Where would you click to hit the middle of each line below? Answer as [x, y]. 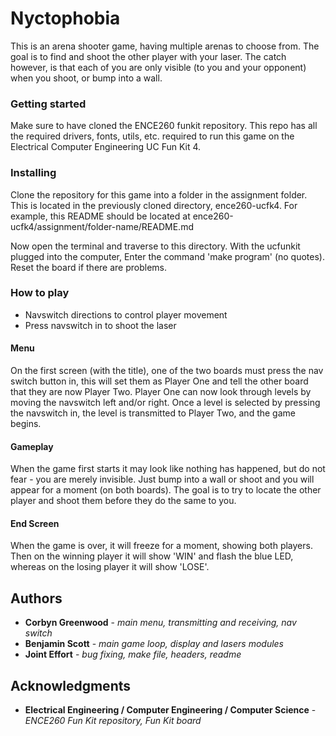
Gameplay [32, 446]
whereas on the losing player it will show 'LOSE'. [110, 567]
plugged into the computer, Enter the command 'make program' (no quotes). [167, 256]
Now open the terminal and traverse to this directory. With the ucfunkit [155, 246]
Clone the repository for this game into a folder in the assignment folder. [159, 194]
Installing [33, 173]
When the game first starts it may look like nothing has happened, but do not [168, 469]
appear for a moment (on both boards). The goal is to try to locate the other [166, 490]
